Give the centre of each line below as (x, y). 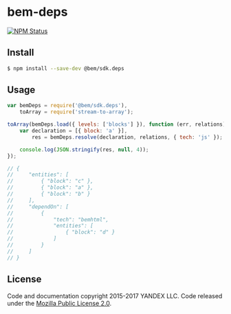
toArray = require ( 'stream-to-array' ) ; (77, 112)
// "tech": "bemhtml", (58, 220)
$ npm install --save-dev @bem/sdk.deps (66, 68)
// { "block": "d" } (61, 232)
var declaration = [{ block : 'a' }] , (74, 131)
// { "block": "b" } (49, 194)
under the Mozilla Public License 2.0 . (59, 303)
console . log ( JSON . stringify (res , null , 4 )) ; (84, 149)
